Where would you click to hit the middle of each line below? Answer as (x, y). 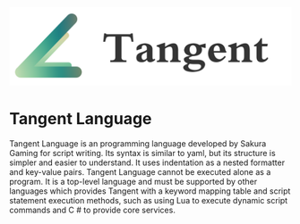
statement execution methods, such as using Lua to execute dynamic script (149, 200)
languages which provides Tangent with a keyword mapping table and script (150, 191)
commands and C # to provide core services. (93, 210)
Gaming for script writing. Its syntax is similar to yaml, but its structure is (142, 153)
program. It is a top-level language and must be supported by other (133, 181)
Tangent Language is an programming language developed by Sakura (138, 143)
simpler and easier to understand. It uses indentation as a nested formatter (147, 162)
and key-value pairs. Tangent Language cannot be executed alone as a (140, 171)
